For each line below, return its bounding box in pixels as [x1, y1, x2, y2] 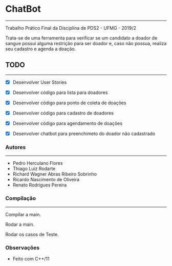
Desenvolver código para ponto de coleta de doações [12, 100, 126, 106]
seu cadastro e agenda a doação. [5, 46, 76, 52]
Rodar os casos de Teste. [5, 231, 59, 237]
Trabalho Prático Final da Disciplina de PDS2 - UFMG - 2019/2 [5, 25, 137, 31]
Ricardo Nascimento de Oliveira [12, 177, 80, 183]
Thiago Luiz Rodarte [12, 165, 56, 172]
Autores [5, 144, 26, 151]
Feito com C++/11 [12, 256, 50, 262]
